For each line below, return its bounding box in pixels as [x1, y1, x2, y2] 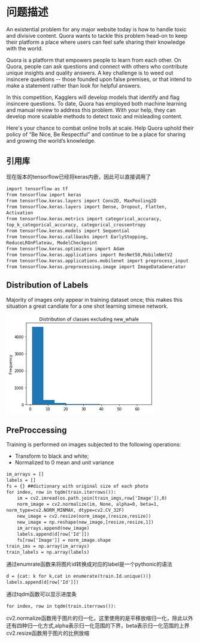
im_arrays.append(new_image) [17, 526, 90, 532]
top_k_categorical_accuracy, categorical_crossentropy [6, 221, 146, 228]
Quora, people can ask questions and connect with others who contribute [6, 62, 188, 70]
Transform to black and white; [14, 452, 89, 460]
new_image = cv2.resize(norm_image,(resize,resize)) [17, 514, 151, 520]
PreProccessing [6, 425, 67, 435]
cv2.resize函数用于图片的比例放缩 [6, 629, 90, 637]
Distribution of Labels [6, 280, 89, 290]
